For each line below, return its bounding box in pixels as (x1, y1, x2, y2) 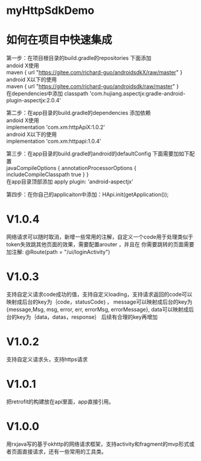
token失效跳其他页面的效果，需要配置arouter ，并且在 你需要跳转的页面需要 (6, 241, 194, 248)
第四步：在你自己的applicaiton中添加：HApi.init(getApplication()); (6, 191, 169, 198)
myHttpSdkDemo (6, 4, 95, 18)
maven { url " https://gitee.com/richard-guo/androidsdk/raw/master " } (6, 83, 179, 90)
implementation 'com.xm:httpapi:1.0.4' (6, 137, 101, 145)
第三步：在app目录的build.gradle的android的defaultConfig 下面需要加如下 (6, 150, 190, 157)
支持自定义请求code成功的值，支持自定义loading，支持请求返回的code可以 (6, 291, 193, 298)
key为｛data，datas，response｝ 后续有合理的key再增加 (16, 313, 158, 321)
